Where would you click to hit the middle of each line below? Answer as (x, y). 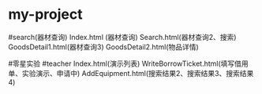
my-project (45, 14)
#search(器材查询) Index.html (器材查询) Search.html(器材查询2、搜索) (122, 37)
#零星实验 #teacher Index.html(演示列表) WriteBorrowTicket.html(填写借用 (128, 63)
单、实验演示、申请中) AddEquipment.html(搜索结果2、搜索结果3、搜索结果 (131, 73)
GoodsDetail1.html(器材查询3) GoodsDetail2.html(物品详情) (103, 47)
